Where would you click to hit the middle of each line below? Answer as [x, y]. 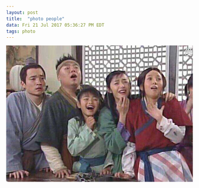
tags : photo [21, 31]
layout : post [22, 12]
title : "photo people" [36, 19]
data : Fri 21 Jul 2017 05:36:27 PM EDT [55, 25]
